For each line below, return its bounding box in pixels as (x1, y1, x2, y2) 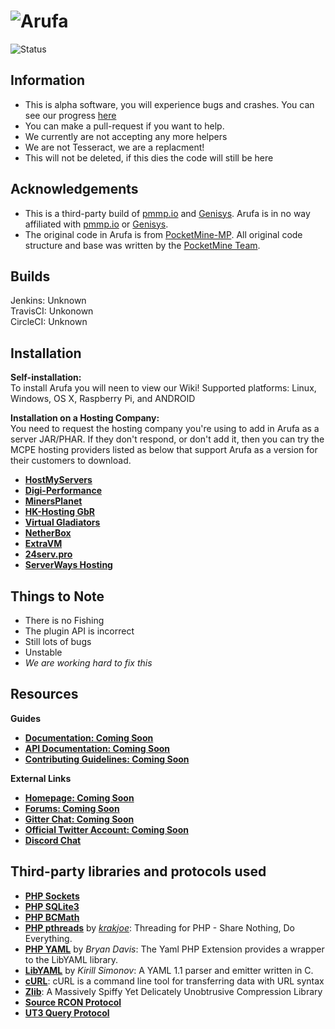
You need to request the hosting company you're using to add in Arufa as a (10, 423, 320, 435)
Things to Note (10, 588, 105, 605)
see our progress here (24, 109, 117, 121)
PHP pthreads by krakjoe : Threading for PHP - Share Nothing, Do (24, 921, 295, 934)
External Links (10, 772, 72, 784)
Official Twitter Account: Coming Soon (24, 823, 189, 835)
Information (10, 72, 86, 89)
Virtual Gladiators (24, 516, 101, 529)
